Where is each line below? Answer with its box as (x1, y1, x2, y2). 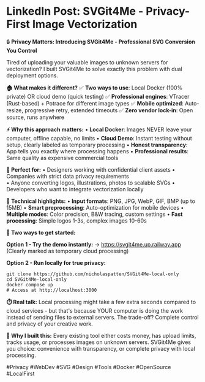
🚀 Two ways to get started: (6, 229, 76, 236)
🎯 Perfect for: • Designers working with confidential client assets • (6, 166, 176, 173)
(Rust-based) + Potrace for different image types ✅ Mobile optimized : (6, 99, 184, 107)
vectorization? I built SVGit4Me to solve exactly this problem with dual (6, 65, 182, 72)
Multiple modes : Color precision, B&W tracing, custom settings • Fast (6, 210, 183, 218)
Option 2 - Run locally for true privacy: (6, 259, 106, 266)
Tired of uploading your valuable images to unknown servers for (6, 58, 168, 66)
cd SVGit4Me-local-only (6, 276, 67, 283)
